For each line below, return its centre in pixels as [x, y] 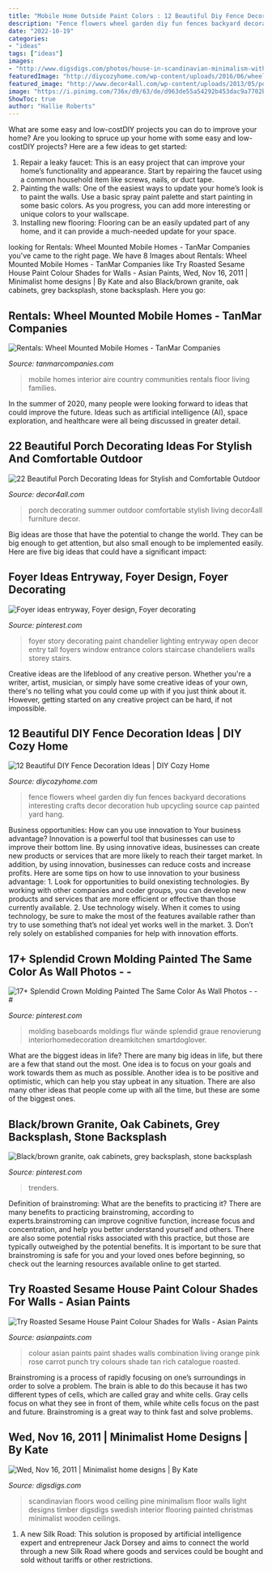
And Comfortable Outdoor [76, 459]
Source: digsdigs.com [45, 1485]
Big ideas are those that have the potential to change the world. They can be [136, 534]
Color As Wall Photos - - [70, 971]
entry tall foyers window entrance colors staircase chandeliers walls [142, 649]
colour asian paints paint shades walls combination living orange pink [144, 1353]
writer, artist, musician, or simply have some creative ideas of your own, [128, 682]
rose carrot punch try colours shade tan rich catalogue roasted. [134, 1361]
